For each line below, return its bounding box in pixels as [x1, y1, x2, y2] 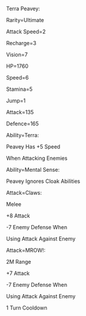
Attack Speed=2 [6, 28, 46, 35]
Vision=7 [6, 51, 28, 58]
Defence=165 [6, 120, 39, 127]
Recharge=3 [6, 40, 37, 46]
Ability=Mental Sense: [6, 166, 60, 173]
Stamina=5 [6, 86, 33, 93]
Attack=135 [6, 109, 34, 115]
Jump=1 [6, 97, 26, 104]
